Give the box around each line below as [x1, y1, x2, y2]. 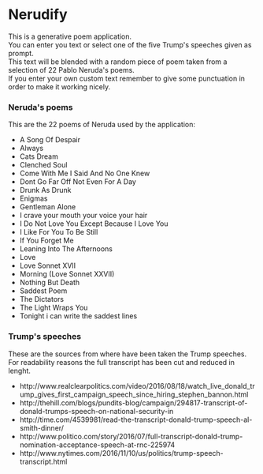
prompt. [8, 48, 34, 58]
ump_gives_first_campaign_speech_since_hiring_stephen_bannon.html [19, 389, 249, 399]
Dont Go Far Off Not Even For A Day [19, 177, 136, 186]
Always [19, 144, 44, 153]
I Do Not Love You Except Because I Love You [19, 219, 169, 228]
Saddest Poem [19, 286, 68, 295]
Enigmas [19, 194, 48, 203]
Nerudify [8, 6, 69, 24]
